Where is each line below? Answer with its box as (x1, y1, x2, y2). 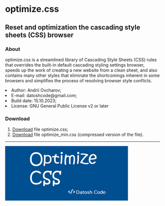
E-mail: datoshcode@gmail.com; (11, 92, 77, 98)
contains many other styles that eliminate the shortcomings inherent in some (5, 72, 160, 78)
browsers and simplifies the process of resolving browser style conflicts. (5, 77, 152, 83)
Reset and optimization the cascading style (5, 23, 140, 32)
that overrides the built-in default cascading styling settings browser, (5, 62, 145, 68)
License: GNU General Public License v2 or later (11, 103, 109, 109)
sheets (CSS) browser (5, 31, 74, 39)
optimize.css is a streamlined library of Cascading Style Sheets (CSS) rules (5, 57, 157, 63)
